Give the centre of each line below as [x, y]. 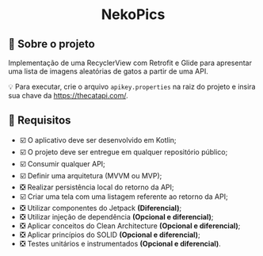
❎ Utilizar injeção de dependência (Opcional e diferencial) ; [116, 216]
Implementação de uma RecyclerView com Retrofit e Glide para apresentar [130, 63]
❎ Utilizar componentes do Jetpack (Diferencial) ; [101, 208]
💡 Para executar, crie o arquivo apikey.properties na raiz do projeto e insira [132, 86]
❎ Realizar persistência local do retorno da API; [97, 187]
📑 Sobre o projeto [51, 44]
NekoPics [133, 15]
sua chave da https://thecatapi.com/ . [68, 96]
